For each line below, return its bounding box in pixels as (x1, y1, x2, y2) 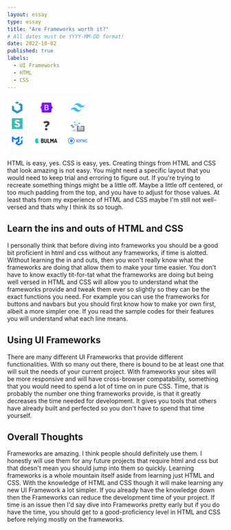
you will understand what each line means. (7, 314, 129, 323)
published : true (7, 48, 54, 54)
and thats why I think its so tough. (28, 203, 124, 211)
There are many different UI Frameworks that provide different (7, 352, 184, 361)
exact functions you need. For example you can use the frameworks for (7, 292, 210, 300)
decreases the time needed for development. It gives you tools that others (7, 396, 217, 405)
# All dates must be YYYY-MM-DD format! (7, 33, 125, 40)
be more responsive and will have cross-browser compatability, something (7, 374, 219, 383)
